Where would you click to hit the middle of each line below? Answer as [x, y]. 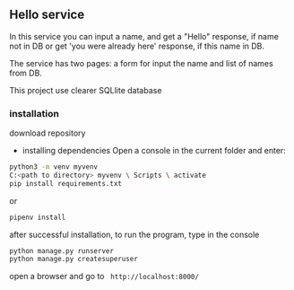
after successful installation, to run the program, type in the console [134, 234]
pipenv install [38, 217]
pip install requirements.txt [66, 183]
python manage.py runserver [62, 250]
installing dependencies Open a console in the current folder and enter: [154, 151]
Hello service [47, 15]
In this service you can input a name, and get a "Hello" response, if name [144, 36]
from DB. [26, 73]
